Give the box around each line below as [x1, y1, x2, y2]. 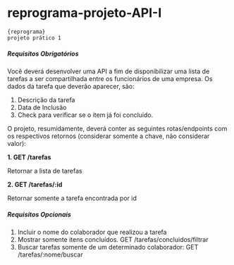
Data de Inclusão [17, 103, 67, 111]
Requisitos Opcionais [7, 210, 72, 218]
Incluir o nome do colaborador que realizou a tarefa [17, 228, 167, 236]
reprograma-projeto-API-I [7, 5, 162, 21]
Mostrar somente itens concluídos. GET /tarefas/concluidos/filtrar [17, 235, 209, 244]
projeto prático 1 [7, 34, 61, 42]
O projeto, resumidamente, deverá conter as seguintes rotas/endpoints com [7, 124, 228, 132]
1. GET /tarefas [7, 153, 51, 161]
